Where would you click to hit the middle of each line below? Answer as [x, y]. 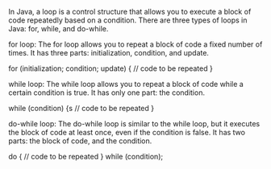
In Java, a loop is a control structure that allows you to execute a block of [130, 12]
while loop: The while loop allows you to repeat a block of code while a [126, 84]
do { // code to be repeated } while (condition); [86, 157]
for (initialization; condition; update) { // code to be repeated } [111, 68]
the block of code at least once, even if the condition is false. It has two [127, 132]
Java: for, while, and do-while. [58, 29]
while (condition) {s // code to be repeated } [81, 108]
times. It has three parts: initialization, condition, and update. [109, 53]
